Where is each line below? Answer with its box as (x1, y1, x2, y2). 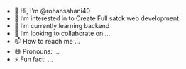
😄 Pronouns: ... (13, 47, 60, 56)
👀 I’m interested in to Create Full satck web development (13, 14, 180, 23)
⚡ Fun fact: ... (13, 55, 53, 63)
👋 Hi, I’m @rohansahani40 (13, 7, 91, 15)
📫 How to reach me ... (13, 37, 80, 45)
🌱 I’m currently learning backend (13, 22, 110, 30)
